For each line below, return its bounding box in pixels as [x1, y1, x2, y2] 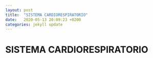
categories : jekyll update [5, 22, 63, 27]
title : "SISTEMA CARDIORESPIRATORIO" [5, 12, 88, 17]
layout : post [5, 7, 33, 13]
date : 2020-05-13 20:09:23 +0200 [5, 17, 81, 22]
